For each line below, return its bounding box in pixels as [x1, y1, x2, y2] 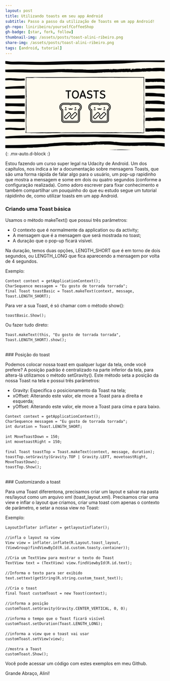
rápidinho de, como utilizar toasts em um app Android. [5, 193, 119, 199]
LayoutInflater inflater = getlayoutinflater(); [5, 525, 110, 530]
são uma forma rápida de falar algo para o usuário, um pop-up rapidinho [5, 171, 156, 177]
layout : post [5, 8, 33, 13]
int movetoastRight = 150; [5, 439, 62, 444]
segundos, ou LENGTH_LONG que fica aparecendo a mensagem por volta [5, 253, 160, 259]
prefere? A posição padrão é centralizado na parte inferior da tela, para [5, 367, 154, 373]
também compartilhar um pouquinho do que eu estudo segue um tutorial [5, 187, 157, 193]
